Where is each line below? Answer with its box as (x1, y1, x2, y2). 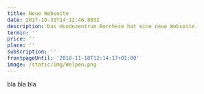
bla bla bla (7, 80, 36, 88)
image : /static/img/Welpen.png (7, 61, 97, 68)
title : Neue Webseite (7, 10, 69, 17)
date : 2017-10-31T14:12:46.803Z (7, 16, 100, 23)
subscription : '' (7, 49, 57, 56)
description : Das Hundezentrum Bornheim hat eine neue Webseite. (7, 23, 198, 30)
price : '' (7, 36, 36, 43)
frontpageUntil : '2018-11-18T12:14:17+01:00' (7, 55, 139, 62)
